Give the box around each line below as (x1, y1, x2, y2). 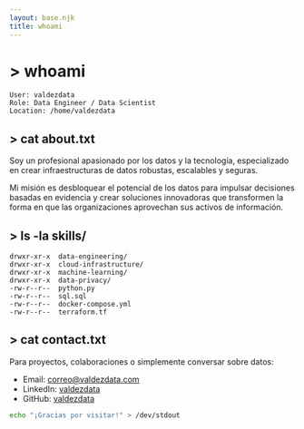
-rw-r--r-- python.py (9, 284, 95, 293)
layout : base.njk (9, 13, 75, 23)
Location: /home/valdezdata (9, 106, 116, 116)
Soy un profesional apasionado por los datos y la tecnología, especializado (9, 155, 289, 166)
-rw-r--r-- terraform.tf (9, 307, 107, 317)
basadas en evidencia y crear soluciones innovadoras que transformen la (9, 192, 284, 203)
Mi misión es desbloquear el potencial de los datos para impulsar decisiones (9, 182, 295, 193)
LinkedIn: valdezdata (22, 383, 101, 395)
